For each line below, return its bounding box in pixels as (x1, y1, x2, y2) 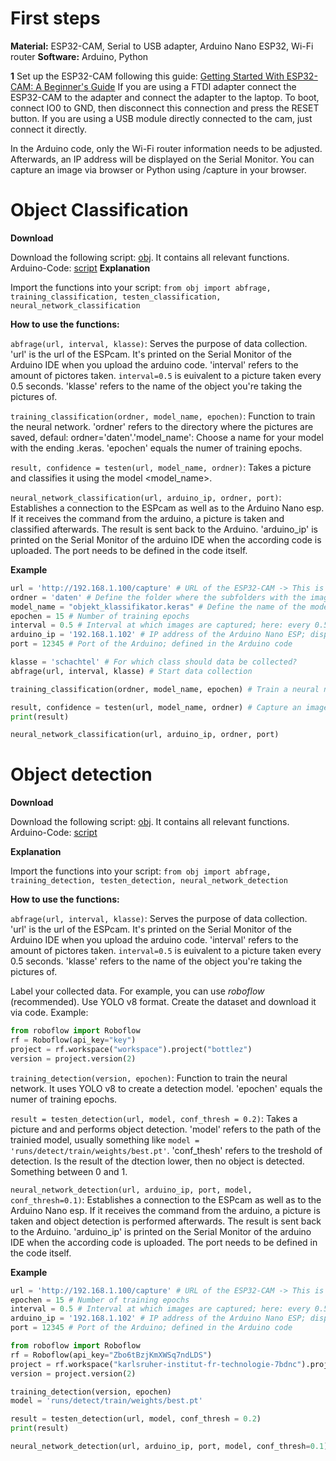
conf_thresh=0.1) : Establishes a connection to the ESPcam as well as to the (10, 1193, 322, 1206)
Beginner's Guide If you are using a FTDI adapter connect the (43, 80, 297, 92)
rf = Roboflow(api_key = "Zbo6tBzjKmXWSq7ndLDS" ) (10, 1350, 213, 1360)
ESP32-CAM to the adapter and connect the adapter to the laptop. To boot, (10, 91, 320, 103)
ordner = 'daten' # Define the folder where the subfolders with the (10, 592, 307, 602)
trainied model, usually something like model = (10, 1133, 200, 1146)
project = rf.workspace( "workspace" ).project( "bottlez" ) (10, 1044, 253, 1054)
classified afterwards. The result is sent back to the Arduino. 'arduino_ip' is (10, 523, 318, 535)
